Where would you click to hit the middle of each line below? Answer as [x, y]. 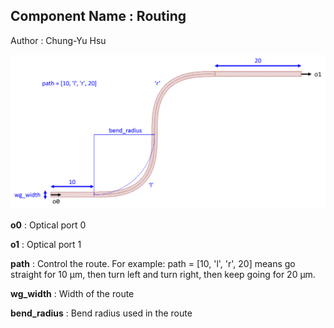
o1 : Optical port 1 [46, 245]
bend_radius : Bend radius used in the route [101, 313]
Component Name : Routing [98, 16]
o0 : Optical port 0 [48, 225]
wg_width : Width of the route [72, 294]
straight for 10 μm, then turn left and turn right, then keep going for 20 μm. [163, 275]
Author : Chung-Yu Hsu [58, 40]
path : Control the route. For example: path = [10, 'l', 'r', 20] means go [153, 264]
